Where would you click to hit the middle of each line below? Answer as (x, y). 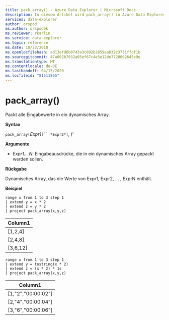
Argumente (17, 144)
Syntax (13, 124)
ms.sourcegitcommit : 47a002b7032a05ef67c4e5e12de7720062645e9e (73, 57)
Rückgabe (16, 169)
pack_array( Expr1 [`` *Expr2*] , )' (39, 134)
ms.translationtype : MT (30, 62)
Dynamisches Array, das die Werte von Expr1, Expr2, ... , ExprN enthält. (79, 178)
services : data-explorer (31, 19)
